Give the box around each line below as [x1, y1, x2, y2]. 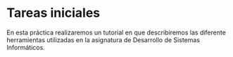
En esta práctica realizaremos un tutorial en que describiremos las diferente [6, 28, 227, 37]
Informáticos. [6, 43, 45, 51]
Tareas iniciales [6, 5, 101, 21]
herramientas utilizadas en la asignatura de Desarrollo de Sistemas [6, 35, 200, 44]
